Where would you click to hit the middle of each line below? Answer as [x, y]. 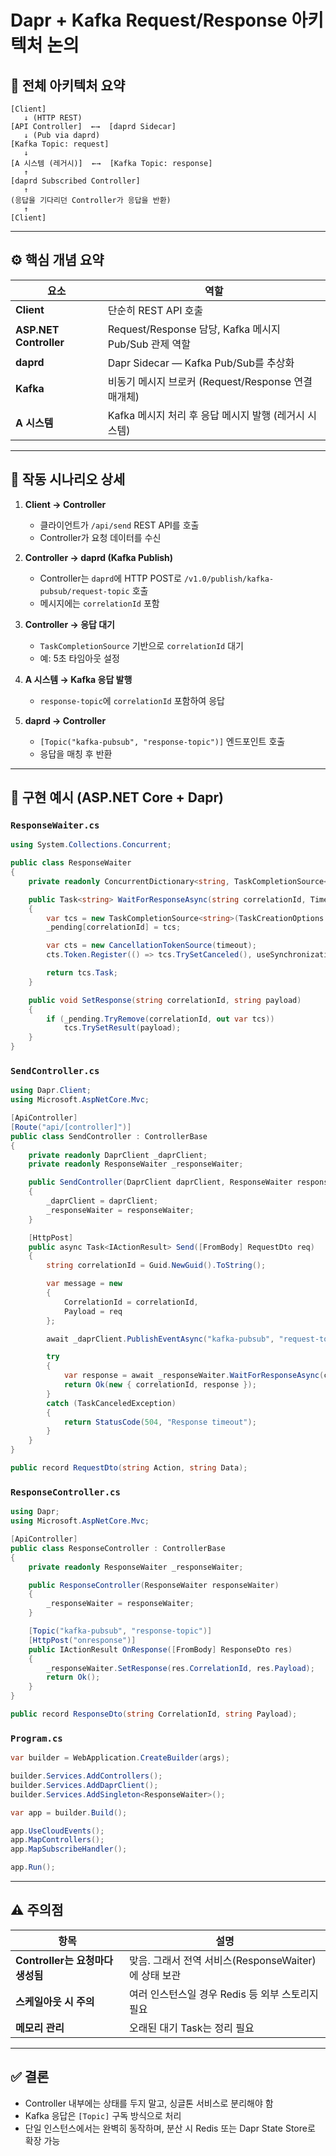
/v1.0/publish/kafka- [229, 579]
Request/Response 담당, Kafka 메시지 [194, 329]
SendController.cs [55, 1070]
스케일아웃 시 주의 [55, 2001]
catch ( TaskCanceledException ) [111, 1403]
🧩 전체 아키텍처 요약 [68, 85]
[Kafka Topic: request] [60, 144]
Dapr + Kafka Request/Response [149, 20]
